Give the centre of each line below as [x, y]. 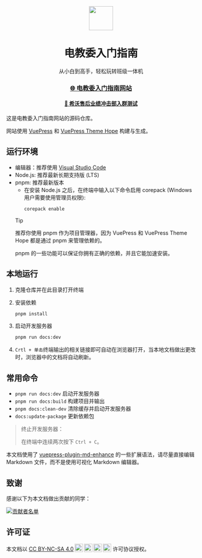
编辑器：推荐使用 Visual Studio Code [60, 167]
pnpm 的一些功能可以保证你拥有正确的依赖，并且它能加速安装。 [94, 253]
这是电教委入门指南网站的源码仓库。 [51, 118]
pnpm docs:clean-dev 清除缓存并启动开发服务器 [73, 409]
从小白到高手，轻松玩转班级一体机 [101, 71]
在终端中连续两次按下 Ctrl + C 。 [62, 442]
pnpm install [31, 314]
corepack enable [44, 209]
